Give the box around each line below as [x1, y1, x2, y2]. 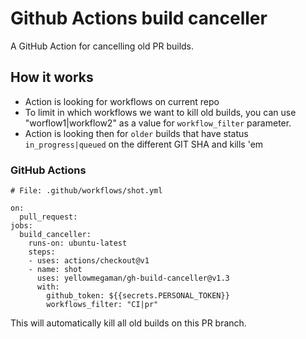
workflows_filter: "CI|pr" [46, 300, 159, 310]
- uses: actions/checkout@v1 [28, 256, 150, 266]
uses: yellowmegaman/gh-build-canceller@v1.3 [36, 273, 230, 284]
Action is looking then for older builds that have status [24, 127, 249, 139]
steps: [28, 247, 56, 257]
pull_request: [19, 212, 78, 222]
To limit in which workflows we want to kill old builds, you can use [24, 106, 297, 118]
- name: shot [28, 265, 83, 275]
